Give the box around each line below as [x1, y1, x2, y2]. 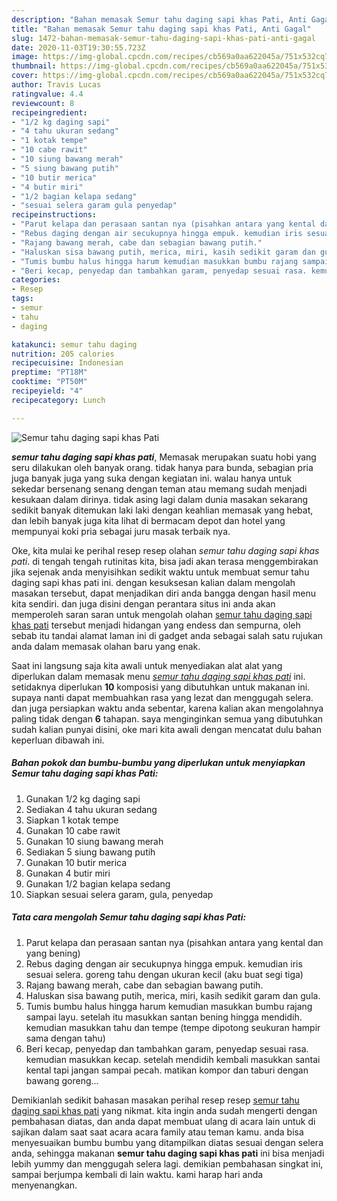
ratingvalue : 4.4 [11, 89, 84, 99]
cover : [11, 71, 39, 81]
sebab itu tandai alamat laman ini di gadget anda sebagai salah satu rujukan [11, 629, 324, 641]
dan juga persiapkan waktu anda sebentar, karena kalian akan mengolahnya [11, 702, 324, 714]
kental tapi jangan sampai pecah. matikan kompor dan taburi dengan [25, 1064, 309, 1076]
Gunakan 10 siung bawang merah [25, 835, 164, 847]
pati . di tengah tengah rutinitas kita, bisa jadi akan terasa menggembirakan [11, 555, 319, 567]
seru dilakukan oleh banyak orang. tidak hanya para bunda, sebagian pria [11, 461, 314, 473]
